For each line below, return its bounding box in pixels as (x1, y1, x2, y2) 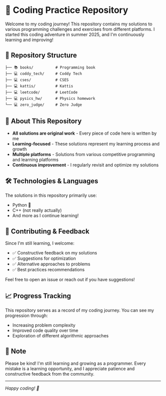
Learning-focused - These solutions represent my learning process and (12, 141, 160, 147)
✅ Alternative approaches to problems (12, 261, 90, 267)
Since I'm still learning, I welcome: (5, 240, 75, 246)
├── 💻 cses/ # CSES (5, 77, 69, 82)
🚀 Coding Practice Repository (5, 4, 128, 16)
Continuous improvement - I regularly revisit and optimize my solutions (12, 161, 159, 168)
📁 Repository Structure (5, 51, 77, 60)
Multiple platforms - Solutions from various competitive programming (12, 151, 155, 157)
